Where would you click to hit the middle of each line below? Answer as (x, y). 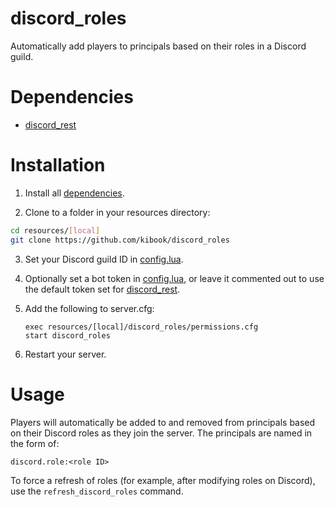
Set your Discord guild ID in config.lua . (104, 259)
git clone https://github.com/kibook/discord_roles (120, 240)
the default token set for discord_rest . (102, 289)
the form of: (35, 443)
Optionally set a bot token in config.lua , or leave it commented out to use (174, 278)
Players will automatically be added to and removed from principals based (163, 422)
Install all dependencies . (74, 193)
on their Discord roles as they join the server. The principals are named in (161, 433)
